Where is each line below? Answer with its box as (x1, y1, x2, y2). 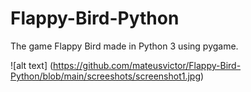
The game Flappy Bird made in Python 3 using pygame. (10, 40, 239, 52)
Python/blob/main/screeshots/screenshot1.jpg (10, 70, 202, 82)
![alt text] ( (10, 59, 54, 71)
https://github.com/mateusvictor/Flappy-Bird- (53, 59, 242, 71)
